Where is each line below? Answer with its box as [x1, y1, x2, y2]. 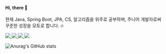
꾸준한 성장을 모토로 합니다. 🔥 [5, 23, 64, 29]
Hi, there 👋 [5, 5, 28, 11]
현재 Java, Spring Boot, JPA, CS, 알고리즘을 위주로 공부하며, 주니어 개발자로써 [5, 16, 161, 23]
